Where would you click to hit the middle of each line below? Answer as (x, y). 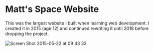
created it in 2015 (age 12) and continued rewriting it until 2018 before (77, 28)
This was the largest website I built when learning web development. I (77, 23)
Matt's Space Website (52, 9)
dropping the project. (27, 33)
